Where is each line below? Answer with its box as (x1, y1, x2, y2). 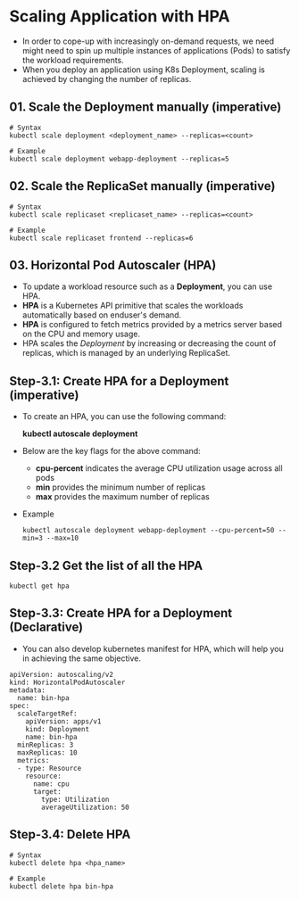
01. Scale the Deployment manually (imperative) (9, 100, 282, 115)
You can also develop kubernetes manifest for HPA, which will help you (21, 643, 284, 654)
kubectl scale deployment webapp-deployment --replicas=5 (9, 154, 229, 163)
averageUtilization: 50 (41, 803, 129, 812)
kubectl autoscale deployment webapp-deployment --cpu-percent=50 (21, 526, 275, 535)
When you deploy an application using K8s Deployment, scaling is (21, 64, 265, 75)
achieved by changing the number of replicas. (21, 73, 192, 84)
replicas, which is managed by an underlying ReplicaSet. (21, 348, 230, 359)
